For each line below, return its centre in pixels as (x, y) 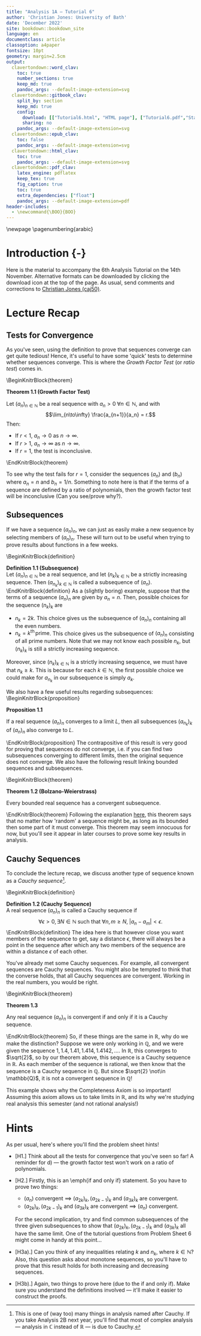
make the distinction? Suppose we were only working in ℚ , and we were (95, 1044)
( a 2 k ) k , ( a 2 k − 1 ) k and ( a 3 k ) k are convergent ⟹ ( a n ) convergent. (101, 1207)
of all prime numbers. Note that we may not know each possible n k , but (102, 642)
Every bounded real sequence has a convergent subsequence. (84, 803)
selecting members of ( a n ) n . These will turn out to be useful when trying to (98, 538)
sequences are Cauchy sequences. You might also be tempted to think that (99, 969)
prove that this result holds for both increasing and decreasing (92, 1266)
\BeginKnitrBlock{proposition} (43, 698)
